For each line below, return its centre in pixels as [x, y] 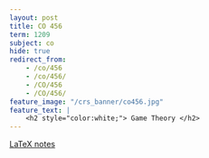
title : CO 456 [36, 26]
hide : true [30, 51]
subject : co [32, 43]
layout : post [34, 18]
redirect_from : [38, 60]
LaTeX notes [33, 144]
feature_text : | [40, 110]
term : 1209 [30, 34]
